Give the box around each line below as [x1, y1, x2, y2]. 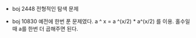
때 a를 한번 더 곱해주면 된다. [12, 26, 79, 32]
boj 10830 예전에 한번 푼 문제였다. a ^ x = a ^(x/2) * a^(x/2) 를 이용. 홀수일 [12, 18, 191, 25]
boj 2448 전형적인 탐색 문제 [12, 5, 79, 12]
